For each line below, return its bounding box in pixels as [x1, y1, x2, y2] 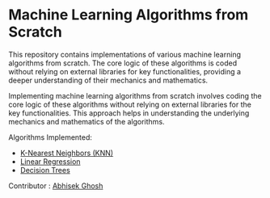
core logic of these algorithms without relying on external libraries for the [8, 99, 252, 109]
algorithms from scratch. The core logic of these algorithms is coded [8, 58, 238, 68]
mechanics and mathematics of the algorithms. [8, 116, 165, 126]
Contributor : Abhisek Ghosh [8, 180, 103, 191]
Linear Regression [19, 156, 81, 166]
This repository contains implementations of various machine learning [8, 49, 241, 59]
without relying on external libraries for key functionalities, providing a [8, 66, 241, 76]
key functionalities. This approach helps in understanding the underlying [8, 107, 250, 118]
